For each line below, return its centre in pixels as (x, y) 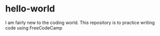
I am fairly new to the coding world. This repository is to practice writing (80, 22)
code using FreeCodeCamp (34, 27)
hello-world (30, 9)
